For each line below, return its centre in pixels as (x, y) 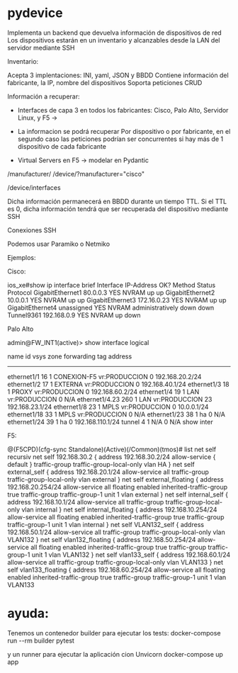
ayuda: (28, 613)
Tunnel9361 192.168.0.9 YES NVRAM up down (74, 315)
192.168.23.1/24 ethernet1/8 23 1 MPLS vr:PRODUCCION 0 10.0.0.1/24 (108, 407)
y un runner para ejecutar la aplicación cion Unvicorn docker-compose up (115, 654)
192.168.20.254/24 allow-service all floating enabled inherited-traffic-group (118, 487)
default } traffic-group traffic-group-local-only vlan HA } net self (101, 464)
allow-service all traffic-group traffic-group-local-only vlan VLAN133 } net (115, 562)
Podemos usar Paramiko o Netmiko (59, 244)
